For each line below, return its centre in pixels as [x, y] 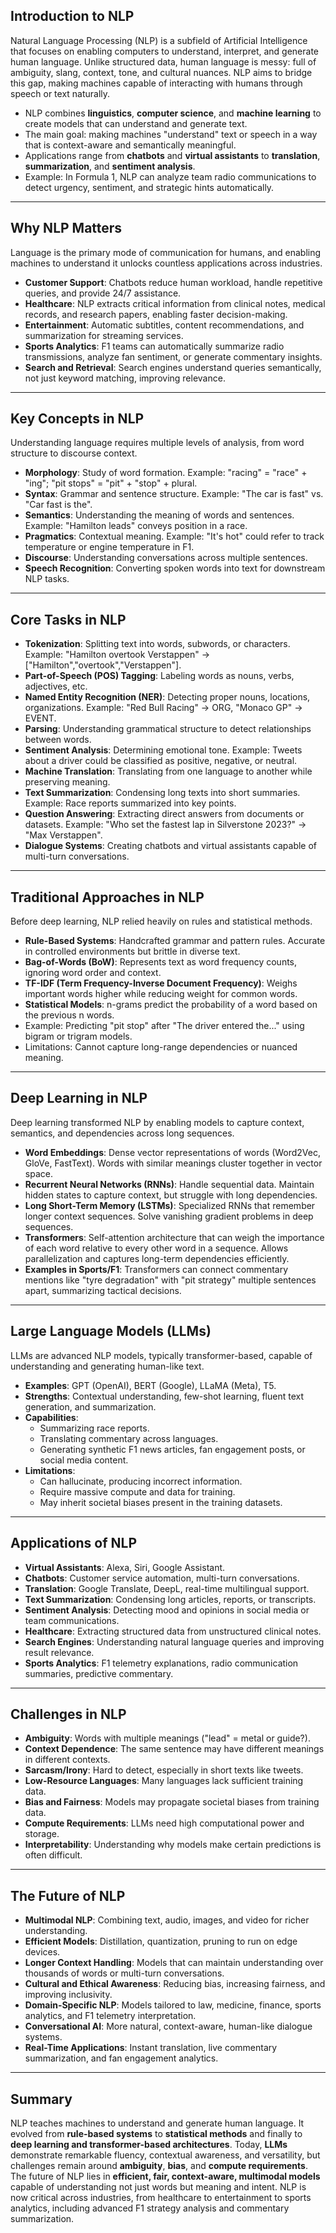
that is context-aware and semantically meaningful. [130, 145]
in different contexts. [67, 1760]
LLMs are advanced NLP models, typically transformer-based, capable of [161, 1355]
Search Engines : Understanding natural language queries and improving [174, 1641]
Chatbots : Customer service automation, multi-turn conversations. [162, 1578]
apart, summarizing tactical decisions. [103, 1290]
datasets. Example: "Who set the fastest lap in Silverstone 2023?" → [165, 825]
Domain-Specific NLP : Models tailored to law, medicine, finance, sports [173, 2005]
